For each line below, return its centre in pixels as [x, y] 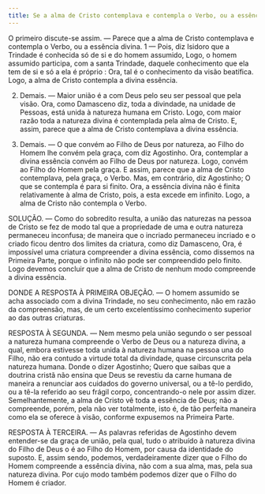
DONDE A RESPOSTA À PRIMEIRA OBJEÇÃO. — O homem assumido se [124, 292]
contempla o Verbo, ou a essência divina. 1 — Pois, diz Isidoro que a [119, 46]
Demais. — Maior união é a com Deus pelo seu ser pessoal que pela [131, 95]
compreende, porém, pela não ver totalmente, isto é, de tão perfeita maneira [132, 409]
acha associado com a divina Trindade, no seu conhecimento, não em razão [132, 300]
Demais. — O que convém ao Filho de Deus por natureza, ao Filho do [132, 144]
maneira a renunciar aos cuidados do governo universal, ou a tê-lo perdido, [131, 383]
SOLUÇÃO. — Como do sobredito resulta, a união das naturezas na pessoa [130, 218]
